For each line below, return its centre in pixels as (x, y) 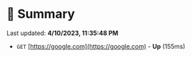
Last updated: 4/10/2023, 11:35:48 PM (63, 33)
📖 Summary (41, 14)
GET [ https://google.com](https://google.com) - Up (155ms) (101, 46)
